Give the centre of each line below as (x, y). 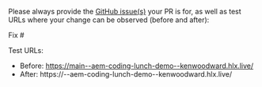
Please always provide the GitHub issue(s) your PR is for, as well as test (125, 11)
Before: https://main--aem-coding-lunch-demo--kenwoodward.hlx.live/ (137, 66)
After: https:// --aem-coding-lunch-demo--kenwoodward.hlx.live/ (125, 74)
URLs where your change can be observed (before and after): (109, 20)
